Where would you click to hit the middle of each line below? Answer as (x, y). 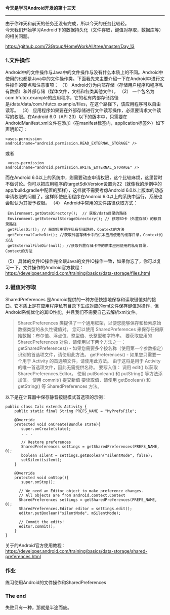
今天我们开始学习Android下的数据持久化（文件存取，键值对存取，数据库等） (84, 30)
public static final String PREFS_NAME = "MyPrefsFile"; (76, 411)
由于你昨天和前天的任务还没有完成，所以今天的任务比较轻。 (67, 23)
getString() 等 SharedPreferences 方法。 (60, 386)
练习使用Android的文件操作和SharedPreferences (56, 582)
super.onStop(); (38, 482)
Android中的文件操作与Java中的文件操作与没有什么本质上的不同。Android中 (84, 73)
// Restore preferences (46, 442)
